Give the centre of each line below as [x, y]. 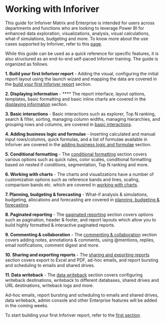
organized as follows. [27, 64]
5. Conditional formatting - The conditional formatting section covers [76, 154]
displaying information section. [37, 104]
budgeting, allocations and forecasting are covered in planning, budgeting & [82, 200]
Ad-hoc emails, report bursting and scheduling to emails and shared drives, [82, 295]
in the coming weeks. [27, 305]
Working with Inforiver [52, 9]
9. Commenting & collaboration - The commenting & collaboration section [81, 234]
